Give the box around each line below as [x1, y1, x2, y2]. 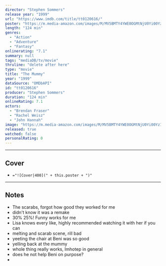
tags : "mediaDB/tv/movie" [5, 58, 58, 63]
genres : [5, 30, 21, 35]
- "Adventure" [9, 40, 39, 44]
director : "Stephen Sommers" [5, 7, 65, 12]
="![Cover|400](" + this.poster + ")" [12, 173, 92, 178]
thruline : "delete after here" [5, 62, 70, 67]
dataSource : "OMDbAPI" [5, 81, 52, 86]
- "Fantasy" [9, 44, 35, 49]
